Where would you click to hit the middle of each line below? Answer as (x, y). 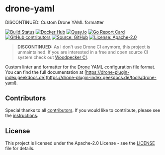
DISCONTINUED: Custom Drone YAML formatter (55, 22)
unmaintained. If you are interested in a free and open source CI (83, 52)
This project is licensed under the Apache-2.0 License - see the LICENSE (80, 143)
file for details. (20, 148)
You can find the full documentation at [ (46, 72)
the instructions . (22, 115)
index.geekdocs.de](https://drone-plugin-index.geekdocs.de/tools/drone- (81, 77)
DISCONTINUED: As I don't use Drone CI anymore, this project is (84, 47)
